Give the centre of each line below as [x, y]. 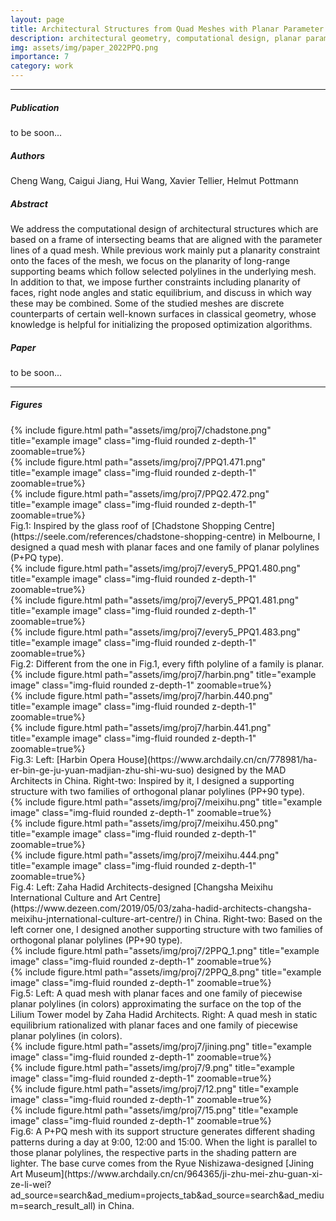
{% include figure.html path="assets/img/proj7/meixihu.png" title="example [166, 802]
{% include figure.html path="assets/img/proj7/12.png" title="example [154, 1088]
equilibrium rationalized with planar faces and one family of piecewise [154, 1025]
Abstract [29, 203]
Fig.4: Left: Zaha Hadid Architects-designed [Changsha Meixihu [141, 887]
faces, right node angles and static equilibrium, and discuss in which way [161, 292]
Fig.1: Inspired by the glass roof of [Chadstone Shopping [126, 525]
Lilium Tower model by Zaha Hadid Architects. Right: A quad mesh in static [164, 1014]
